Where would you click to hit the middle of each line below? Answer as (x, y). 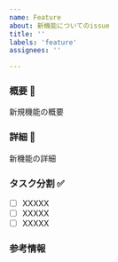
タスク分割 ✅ (37, 183)
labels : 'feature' (43, 42)
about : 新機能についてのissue (59, 26)
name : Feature (35, 17)
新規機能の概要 (36, 112)
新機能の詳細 (32, 158)
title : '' (28, 34)
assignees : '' (35, 51)
